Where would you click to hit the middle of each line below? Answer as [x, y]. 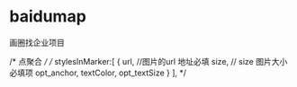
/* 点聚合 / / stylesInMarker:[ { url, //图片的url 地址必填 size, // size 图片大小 [148, 61]
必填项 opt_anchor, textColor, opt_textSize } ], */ [98, 73]
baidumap [48, 17]
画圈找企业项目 [37, 42]
